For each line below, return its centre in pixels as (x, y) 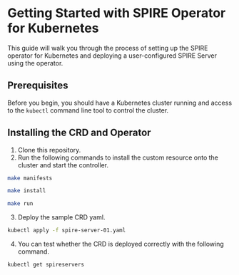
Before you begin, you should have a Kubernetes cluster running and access (120, 103)
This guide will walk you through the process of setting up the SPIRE (108, 48)
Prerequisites (38, 86)
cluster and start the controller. (63, 165)
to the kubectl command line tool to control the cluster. (88, 110)
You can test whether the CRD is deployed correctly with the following (121, 244)
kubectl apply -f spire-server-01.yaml (67, 230)
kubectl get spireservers (46, 265)
